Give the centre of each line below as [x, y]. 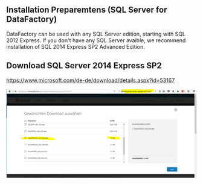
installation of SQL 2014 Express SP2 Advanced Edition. [76, 46]
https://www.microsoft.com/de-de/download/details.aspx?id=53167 [91, 80]
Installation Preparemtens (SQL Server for [87, 10]
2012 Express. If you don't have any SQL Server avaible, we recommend [96, 40]
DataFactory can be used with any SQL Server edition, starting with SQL [96, 34]
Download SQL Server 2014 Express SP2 [84, 66]
